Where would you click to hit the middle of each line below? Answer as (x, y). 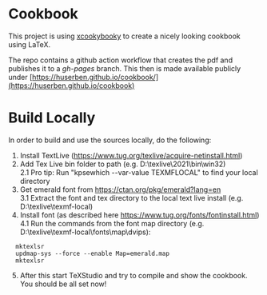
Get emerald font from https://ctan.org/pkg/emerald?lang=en (120, 189)
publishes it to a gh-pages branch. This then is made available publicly (125, 68)
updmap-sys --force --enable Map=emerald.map (93, 253)
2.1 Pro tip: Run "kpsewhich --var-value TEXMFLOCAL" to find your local (139, 172)
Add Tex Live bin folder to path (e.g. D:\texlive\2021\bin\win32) (123, 164)
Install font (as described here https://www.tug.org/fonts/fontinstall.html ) (139, 215)
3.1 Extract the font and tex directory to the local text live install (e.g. (132, 197)
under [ (20, 77)
